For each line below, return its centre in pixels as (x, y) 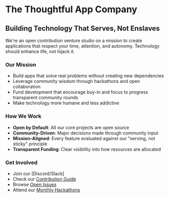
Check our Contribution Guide (44, 179)
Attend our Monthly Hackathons (46, 190)
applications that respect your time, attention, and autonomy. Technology (82, 46)
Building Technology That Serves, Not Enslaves (83, 28)
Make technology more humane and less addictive (66, 103)
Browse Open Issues (35, 184)
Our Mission (21, 64)
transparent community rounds (45, 98)
